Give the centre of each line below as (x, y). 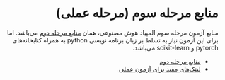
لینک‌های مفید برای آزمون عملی (160, 69)
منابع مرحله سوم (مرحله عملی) (137, 13)
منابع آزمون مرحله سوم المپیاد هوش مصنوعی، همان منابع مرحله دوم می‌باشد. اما (112, 33)
